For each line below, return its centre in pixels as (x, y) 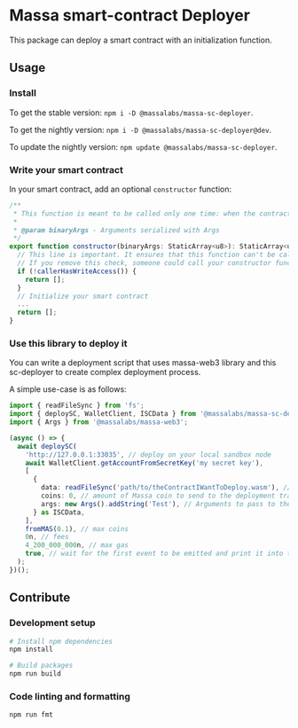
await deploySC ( (47, 446)
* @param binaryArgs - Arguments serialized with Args (116, 230)
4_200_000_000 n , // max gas (77, 545)
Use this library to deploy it (68, 343)
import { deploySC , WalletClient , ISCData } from (103, 414)
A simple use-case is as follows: (68, 389)
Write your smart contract (67, 169)
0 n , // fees (47, 537)
